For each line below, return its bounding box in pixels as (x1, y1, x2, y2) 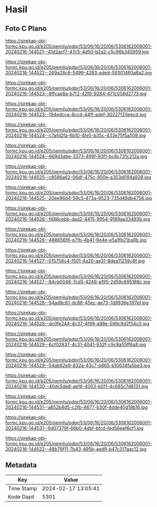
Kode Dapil (8, 493, 34, 500)
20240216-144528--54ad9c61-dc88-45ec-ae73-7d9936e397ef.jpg (5, 300, 149, 306)
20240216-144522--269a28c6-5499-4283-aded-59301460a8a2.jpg (5, 69, 152, 76)
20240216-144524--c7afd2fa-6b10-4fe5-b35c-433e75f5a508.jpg (5, 132, 146, 138)
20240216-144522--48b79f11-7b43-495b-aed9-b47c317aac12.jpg (5, 446, 147, 452)
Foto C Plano (5, 24, 47, 33)
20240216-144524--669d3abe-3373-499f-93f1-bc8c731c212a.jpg (5, 153, 148, 159)
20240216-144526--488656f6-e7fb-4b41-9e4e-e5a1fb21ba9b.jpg (5, 237, 147, 243)
